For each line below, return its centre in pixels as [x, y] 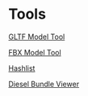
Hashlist [22, 68]
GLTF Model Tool [37, 37]
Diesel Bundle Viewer [44, 84]
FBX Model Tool [35, 52]
